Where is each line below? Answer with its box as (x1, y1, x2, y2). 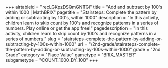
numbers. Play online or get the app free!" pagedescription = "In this (5, 25, 148, 31)
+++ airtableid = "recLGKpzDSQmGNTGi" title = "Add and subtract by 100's (5, 4, 163, 10)
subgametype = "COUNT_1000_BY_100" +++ (5, 57, 98, 63)
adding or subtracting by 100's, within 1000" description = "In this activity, (5, 15, 160, 20)
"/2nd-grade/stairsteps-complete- (88, 41, 160, 47)
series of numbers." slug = (5, 36, 61, 42)
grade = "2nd (133, 47, 161, 52)
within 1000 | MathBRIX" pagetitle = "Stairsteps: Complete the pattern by (5, 9, 157, 15)
